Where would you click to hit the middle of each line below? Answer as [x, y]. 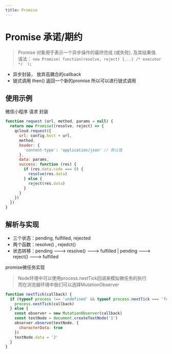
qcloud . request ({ [33, 131]
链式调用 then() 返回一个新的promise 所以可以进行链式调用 [74, 81]
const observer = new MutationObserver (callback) [69, 313]
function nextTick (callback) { [39, 294]
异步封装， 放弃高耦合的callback [47, 74]
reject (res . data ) [47, 183]
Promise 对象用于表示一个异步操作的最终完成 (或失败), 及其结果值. [87, 52]
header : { [29, 145]
